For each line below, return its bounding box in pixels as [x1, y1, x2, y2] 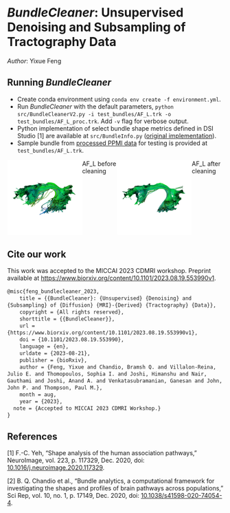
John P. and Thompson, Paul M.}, [7, 384, 103, 391]
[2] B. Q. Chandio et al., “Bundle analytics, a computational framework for [7, 477, 215, 485]
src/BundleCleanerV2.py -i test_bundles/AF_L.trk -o [16, 111, 172, 118]
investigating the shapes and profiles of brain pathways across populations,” [7, 484, 224, 492]
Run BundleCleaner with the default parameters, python [16, 102, 174, 111]
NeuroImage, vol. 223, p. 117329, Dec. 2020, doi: [7, 456, 145, 464]
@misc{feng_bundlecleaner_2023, [7, 288, 100, 295]
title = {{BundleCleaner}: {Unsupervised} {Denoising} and [19, 295, 192, 302]
